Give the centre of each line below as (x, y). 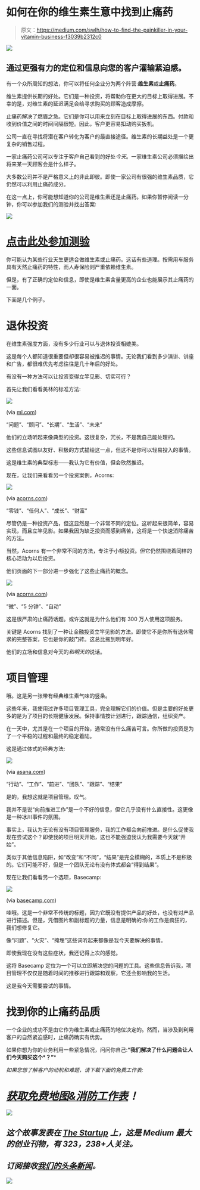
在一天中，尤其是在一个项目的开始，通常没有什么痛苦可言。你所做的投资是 (97, 729)
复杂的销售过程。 (27, 144)
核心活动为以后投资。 (32, 558)
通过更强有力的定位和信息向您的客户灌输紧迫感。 (96, 68)
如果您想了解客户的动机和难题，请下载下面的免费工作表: (75, 1070)
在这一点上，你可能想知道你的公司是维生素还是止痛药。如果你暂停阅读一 (95, 197)
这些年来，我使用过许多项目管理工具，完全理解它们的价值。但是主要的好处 (97, 708)
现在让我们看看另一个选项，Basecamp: (54, 877)
